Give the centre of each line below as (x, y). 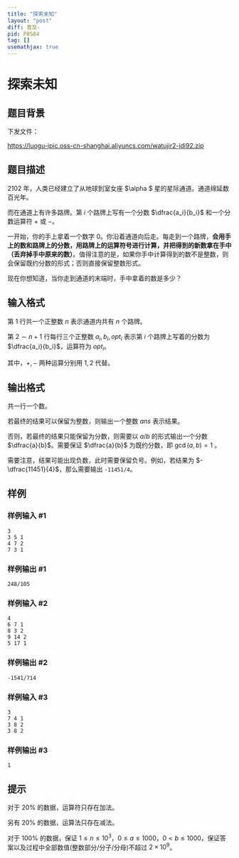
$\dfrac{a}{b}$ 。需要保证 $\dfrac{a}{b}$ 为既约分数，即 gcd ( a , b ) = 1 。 (114, 445)
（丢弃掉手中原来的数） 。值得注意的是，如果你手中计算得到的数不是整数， (115, 254)
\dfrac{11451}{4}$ (33, 469)
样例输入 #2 (28, 603)
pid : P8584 (23, 34)
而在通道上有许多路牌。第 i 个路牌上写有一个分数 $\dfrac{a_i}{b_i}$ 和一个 (116, 212)
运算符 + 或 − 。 (36, 221)
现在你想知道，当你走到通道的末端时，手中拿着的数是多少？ (95, 278)
